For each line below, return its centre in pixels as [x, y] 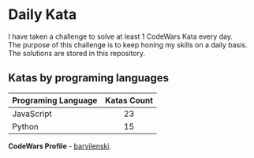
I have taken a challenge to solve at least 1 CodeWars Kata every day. [120, 36]
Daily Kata [43, 15]
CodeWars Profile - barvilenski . [60, 146]
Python [26, 126]
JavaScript [32, 114]
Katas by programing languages [89, 78]
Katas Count [129, 100]
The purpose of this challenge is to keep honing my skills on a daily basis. [128, 44]
